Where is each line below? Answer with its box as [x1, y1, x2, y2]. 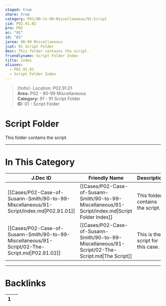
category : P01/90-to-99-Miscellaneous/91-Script [5, 16, 107, 21]
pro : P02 [5, 26, 23, 31]
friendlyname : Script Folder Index [5, 53, 79, 58]
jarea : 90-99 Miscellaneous [5, 40, 63, 44]
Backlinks [5, 277, 46, 289]
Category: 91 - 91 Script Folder [17, 95, 81, 101]
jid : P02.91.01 [5, 21, 37, 26]
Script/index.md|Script [80, 207, 132, 214]
